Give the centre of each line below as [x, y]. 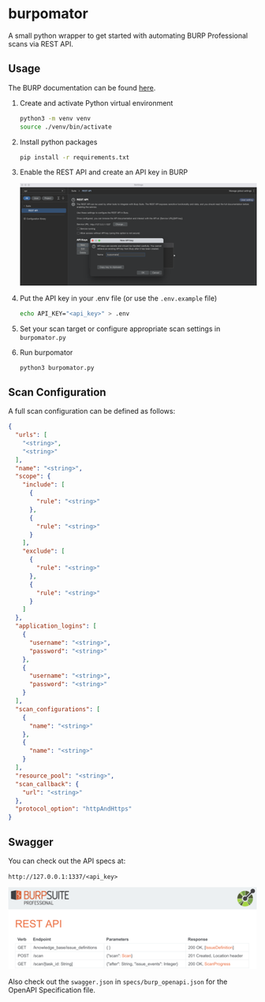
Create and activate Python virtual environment [96, 102]
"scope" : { [33, 477]
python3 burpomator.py [57, 367]
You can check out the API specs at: [67, 861]
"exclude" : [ [44, 551]
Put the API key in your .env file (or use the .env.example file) [118, 298]
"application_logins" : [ [56, 626]
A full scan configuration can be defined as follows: [92, 412]
